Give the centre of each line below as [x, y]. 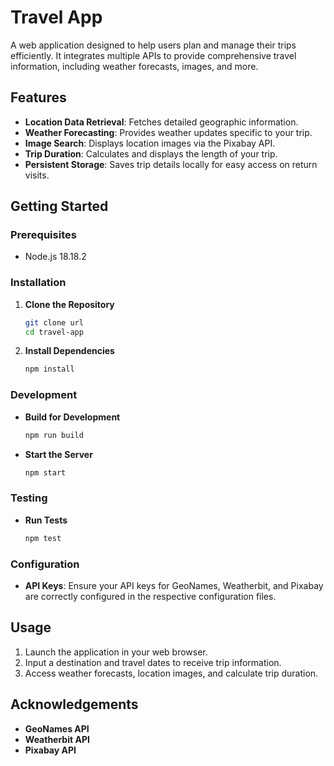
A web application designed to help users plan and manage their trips [153, 45]
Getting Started [59, 206]
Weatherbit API [57, 739]
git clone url [54, 322]
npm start [45, 472]
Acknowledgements [74, 704]
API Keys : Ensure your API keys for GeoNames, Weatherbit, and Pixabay [174, 585]
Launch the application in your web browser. [116, 652]
